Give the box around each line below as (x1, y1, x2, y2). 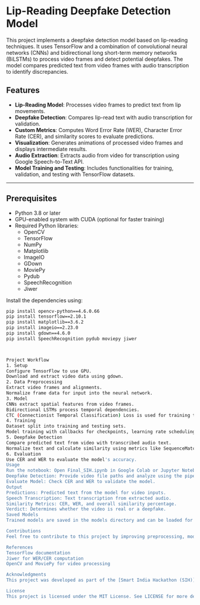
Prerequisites (6, 193, 57, 203)
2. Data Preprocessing (6, 379, 62, 385)
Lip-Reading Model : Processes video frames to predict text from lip (14, 101, 182, 108)
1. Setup (6, 362, 28, 368)
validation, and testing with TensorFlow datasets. (14, 171, 135, 178)
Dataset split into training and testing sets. (6, 424, 127, 430)
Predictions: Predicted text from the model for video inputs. (6, 490, 167, 496)
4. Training (6, 418, 36, 424)
